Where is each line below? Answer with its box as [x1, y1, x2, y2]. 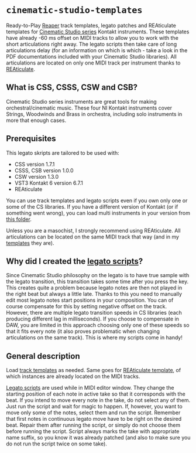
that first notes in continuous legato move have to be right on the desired [6, 415, 182, 423]
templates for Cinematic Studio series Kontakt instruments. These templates [6, 28, 190, 35]
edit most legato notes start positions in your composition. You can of [6, 297, 174, 304]
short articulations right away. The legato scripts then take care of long [6, 40, 177, 47]
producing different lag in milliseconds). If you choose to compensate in [6, 315, 180, 322]
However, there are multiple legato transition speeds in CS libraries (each [6, 309, 183, 316]
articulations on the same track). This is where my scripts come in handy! [6, 334, 183, 341]
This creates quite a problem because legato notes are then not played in [6, 284, 183, 291]
